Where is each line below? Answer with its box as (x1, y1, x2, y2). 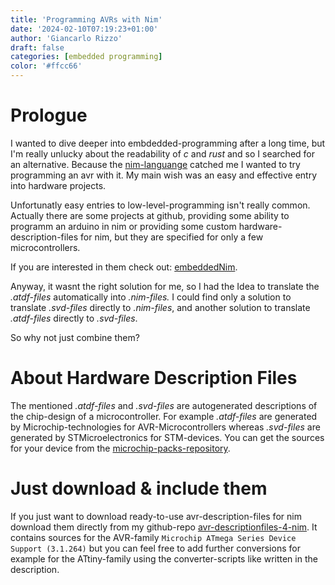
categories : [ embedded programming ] (10, 52, 163, 62)
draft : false (10, 42, 65, 53)
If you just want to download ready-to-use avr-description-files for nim (10, 510, 302, 522)
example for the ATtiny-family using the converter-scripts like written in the (10, 552, 318, 565)
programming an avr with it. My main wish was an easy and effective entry (10, 169, 317, 181)
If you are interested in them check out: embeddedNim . (10, 261, 238, 273)
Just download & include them (10, 477, 268, 500)
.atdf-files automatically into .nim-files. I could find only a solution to (10, 291, 292, 303)
